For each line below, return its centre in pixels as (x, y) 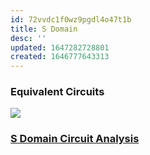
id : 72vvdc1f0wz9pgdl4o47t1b (71, 19)
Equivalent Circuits (57, 92)
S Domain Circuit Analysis (75, 139)
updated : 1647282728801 (60, 47)
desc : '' (28, 38)
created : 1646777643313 (60, 57)
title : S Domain (44, 29)
